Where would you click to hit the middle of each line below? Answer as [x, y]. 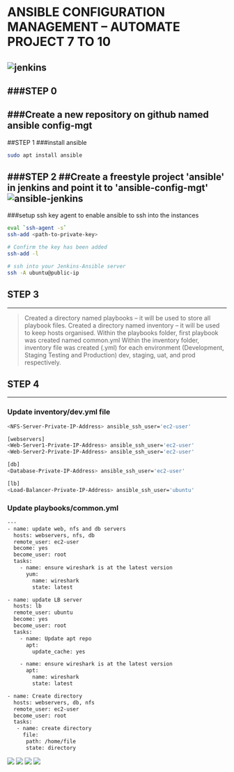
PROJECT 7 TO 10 [59, 42]
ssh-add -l [23, 254]
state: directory [51, 748]
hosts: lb [28, 606]
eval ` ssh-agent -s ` [37, 228]
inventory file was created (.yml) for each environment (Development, [124, 347]
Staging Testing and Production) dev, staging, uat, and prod [110, 355]
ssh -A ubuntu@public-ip [43, 272]
